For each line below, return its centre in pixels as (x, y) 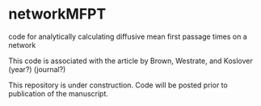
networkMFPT (57, 14)
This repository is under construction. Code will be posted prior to (118, 85)
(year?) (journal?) (37, 69)
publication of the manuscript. (59, 93)
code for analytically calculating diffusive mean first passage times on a (128, 36)
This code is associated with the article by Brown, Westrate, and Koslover (130, 61)
